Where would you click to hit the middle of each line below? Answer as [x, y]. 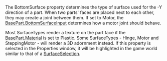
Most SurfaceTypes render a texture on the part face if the [65, 32]
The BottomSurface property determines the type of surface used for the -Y [83, 7]
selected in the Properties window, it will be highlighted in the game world [81, 48]
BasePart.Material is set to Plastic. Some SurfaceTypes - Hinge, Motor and [82, 38]
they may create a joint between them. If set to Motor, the [64, 18]
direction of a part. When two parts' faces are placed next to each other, [80, 12]
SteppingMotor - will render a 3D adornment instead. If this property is [78, 43]
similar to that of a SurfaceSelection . [43, 54]
